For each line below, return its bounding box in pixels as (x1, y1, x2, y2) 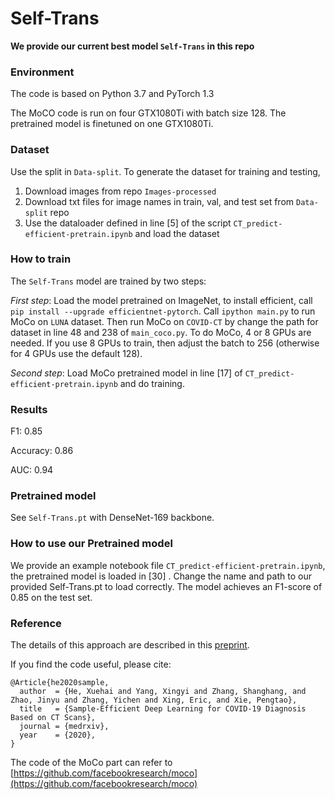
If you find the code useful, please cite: (10, 658, 172, 671)
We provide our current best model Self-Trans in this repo (10, 40, 255, 52)
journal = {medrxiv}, (19, 722, 110, 732)
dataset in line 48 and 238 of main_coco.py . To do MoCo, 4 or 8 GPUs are (10, 326, 312, 338)
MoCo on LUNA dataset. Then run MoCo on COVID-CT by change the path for (10, 315, 319, 327)
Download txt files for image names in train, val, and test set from (24, 195, 295, 207)
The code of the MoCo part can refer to (10, 757, 173, 769)
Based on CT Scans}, (10, 713, 97, 723)
